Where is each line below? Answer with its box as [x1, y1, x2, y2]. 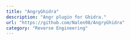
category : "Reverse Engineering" [6, 25, 88, 31]
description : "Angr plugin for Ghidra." [6, 14, 107, 20]
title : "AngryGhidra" [6, 8, 59, 15]
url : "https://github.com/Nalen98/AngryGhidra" [6, 19, 125, 25]
